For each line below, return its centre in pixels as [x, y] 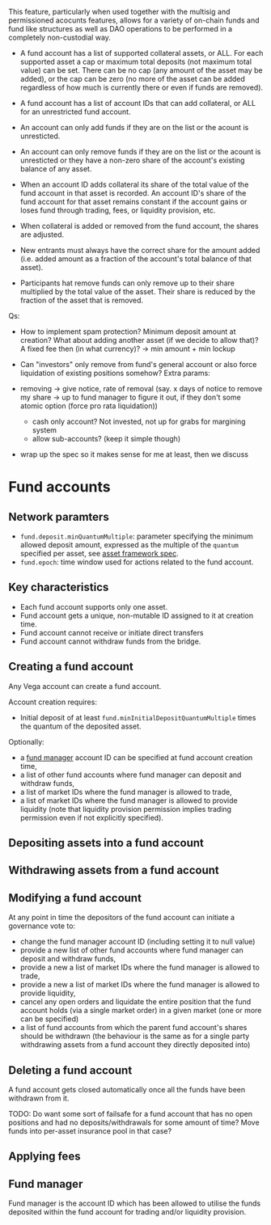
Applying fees [44, 1157]
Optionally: [26, 741]
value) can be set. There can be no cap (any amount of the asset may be [141, 70]
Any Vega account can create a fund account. [85, 686]
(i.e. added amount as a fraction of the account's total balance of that [136, 259]
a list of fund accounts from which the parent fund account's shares [133, 1028]
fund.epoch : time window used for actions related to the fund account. [137, 562]
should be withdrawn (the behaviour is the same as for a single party [135, 1036]
